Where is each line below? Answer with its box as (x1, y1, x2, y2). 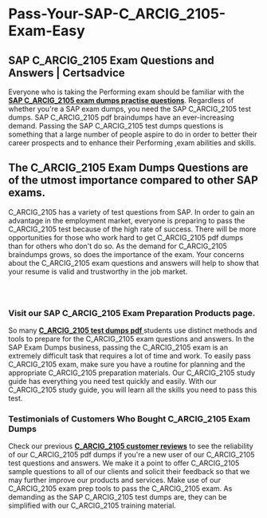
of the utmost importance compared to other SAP (8, 173, 259, 188)
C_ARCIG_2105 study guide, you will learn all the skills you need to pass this (8, 385, 257, 395)
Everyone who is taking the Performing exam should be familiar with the (8, 87, 245, 97)
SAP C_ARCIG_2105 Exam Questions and (8, 53, 214, 67)
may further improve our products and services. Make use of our (8, 476, 222, 485)
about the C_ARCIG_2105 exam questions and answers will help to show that (8, 258, 259, 267)
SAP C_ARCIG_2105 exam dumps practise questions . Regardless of (8, 96, 234, 105)
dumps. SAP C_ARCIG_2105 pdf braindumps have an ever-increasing (8, 113, 235, 122)
